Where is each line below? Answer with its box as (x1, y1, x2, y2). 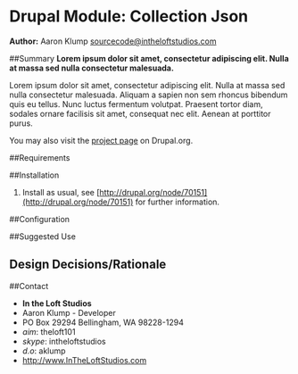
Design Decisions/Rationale (9, 257, 167, 272)
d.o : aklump (21, 345, 66, 356)
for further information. (135, 196, 220, 207)
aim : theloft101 (21, 326, 76, 337)
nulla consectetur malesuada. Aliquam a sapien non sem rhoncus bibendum (9, 89, 288, 100)
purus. (9, 118, 33, 129)
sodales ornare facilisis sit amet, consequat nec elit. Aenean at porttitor (9, 108, 271, 119)
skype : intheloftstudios (21, 336, 106, 346)
